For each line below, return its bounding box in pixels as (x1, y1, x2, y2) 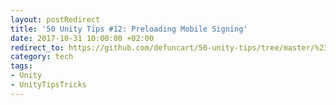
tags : (10, 61, 33, 71)
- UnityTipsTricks (10, 80, 87, 90)
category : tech (10, 52, 74, 62)
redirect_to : (10, 42, 65, 53)
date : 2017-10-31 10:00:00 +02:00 (10, 33, 155, 43)
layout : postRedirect (10, 14, 101, 25)
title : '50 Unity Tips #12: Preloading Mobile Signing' (10, 24, 248, 34)
